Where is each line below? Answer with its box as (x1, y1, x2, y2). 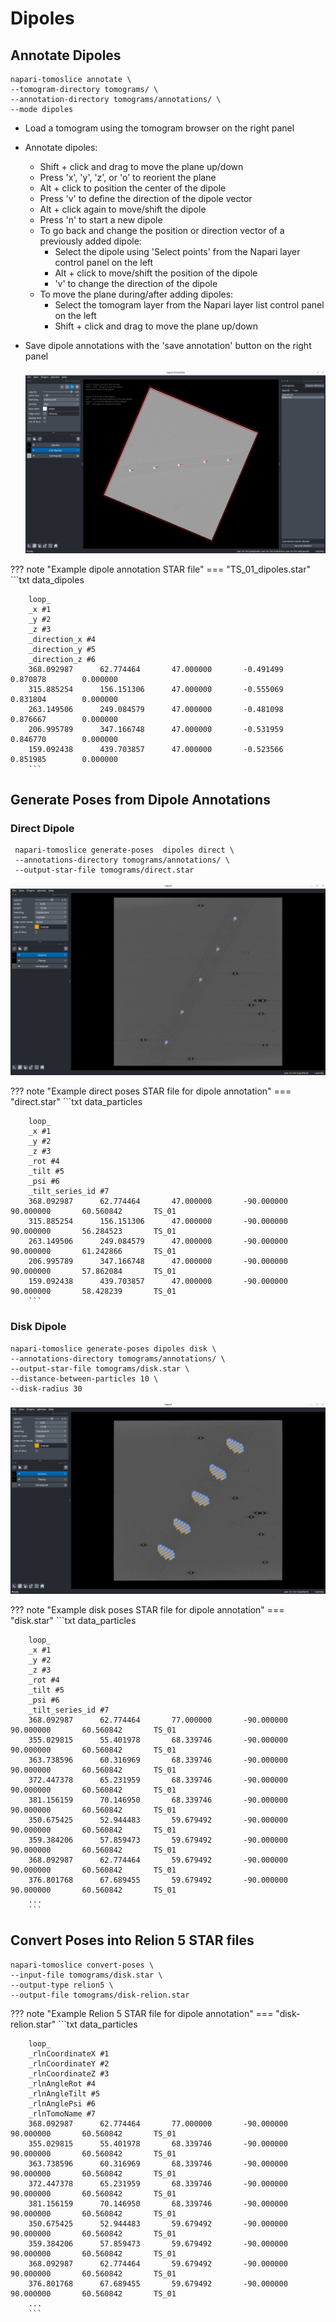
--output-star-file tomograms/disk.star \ (10, 1363, 190, 1374)
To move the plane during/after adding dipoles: (39, 288, 234, 300)
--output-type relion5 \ (10, 1980, 114, 1990)
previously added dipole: (39, 235, 142, 247)
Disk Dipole (10, 1320, 67, 1334)
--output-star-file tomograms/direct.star (14, 865, 195, 876)
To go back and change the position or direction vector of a (39, 225, 285, 236)
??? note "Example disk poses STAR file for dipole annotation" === (10, 1603, 285, 1616)
